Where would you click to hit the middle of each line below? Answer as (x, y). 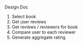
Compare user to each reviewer (44, 32)
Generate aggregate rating (39, 37)
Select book (24, 16)
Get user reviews (29, 22)
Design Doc (16, 7)
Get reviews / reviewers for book (45, 27)
